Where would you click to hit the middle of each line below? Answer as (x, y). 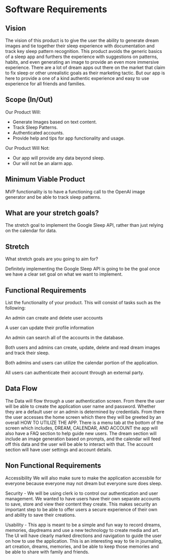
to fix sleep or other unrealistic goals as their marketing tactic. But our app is (85, 73)
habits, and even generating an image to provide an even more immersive (82, 62)
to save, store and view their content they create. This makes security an (81, 504)
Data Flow (21, 389)
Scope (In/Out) (29, 100)
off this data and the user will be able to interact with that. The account (79, 444)
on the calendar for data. (31, 231)
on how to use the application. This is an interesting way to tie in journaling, (84, 541)
